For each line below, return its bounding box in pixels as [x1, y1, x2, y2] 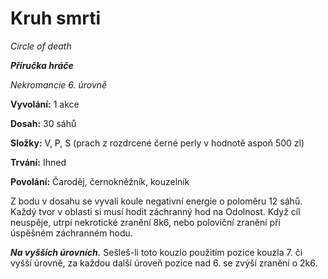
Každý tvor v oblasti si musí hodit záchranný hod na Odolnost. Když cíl [10, 205, 301, 217]
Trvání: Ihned [10, 156, 67, 168]
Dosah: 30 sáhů [10, 117, 77, 129]
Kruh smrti [10, 7, 102, 30]
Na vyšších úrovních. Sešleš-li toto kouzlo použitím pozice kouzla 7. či [10, 246, 303, 258]
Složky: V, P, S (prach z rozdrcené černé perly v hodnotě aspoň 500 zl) [10, 137, 305, 149]
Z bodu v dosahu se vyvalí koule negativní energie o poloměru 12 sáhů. [10, 195, 303, 207]
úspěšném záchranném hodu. [10, 227, 133, 239]
